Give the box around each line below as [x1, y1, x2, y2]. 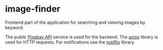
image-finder [5, 3, 61, 15]
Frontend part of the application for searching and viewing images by [5, 19, 145, 25]
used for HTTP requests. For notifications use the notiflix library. [5, 39, 135, 45]
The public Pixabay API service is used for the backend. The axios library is [5, 34, 159, 40]
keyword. [5, 24, 24, 30]
